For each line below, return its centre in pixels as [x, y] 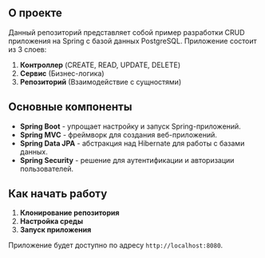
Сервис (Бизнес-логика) [62, 73]
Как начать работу [58, 194]
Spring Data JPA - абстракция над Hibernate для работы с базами [132, 143]
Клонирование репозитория [69, 213]
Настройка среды [51, 221]
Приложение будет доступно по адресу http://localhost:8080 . [116, 245]
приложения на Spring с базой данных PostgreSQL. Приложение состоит [132, 41]
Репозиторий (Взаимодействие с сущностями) [101, 81]
